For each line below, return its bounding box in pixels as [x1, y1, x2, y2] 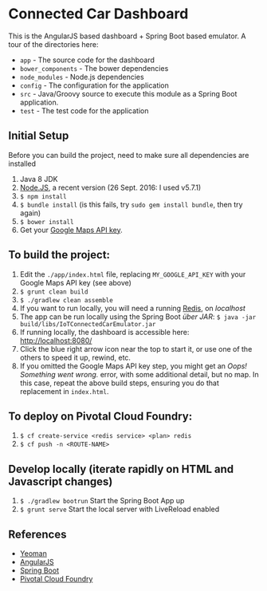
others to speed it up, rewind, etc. [19, 353, 132, 362]
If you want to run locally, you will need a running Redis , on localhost [19, 303, 245, 313]
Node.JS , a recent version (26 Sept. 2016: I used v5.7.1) [19, 183, 202, 192]
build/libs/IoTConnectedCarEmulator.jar [19, 320, 156, 328]
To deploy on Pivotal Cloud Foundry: [8, 409, 193, 423]
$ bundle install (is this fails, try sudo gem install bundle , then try [19, 199, 243, 209]
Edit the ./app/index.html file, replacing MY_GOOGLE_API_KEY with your [19, 269, 246, 279]
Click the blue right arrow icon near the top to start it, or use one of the [19, 344, 253, 353]
